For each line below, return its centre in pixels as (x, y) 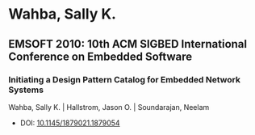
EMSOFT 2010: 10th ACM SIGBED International (128, 44)
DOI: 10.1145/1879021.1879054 (70, 123)
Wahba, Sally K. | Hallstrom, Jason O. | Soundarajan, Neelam (109, 107)
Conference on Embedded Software (100, 56)
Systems (26, 90)
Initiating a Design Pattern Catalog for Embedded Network (124, 79)
